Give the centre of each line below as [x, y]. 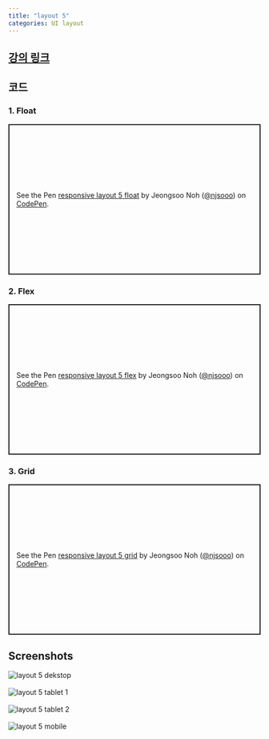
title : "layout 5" [39, 16]
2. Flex [22, 291]
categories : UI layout [46, 23]
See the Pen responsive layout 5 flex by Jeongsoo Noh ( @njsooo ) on [130, 375]
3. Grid [22, 471]
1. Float [22, 111]
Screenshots [41, 656]
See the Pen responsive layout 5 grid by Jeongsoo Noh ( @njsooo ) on [130, 555]
